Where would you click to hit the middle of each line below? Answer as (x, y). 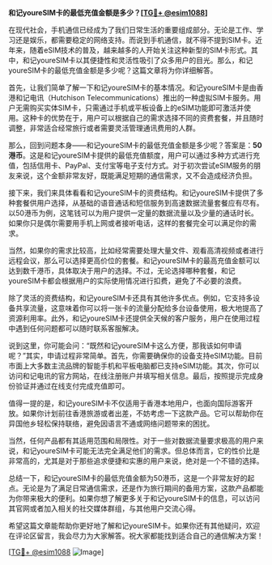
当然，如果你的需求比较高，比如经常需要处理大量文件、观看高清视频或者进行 (136, 251)
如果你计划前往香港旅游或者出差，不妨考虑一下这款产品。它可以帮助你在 (143, 413)
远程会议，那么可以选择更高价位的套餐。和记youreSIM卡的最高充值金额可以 (134, 261)
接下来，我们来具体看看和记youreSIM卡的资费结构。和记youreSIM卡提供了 (132, 193)
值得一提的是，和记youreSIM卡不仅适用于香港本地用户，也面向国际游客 (127, 403)
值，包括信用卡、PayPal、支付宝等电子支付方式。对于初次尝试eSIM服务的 (131, 166)
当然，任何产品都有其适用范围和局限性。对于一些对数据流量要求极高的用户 (132, 441)
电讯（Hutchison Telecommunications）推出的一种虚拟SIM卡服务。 (142, 98)
